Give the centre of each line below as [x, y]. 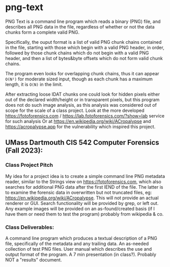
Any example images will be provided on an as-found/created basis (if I [80, 209]
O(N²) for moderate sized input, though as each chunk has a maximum [79, 79]
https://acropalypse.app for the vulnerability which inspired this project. [80, 127]
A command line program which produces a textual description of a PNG [81, 238]
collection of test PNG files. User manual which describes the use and [79, 249]
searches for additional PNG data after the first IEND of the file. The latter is [84, 187]
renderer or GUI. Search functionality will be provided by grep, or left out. [82, 203]
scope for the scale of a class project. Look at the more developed [75, 110]
